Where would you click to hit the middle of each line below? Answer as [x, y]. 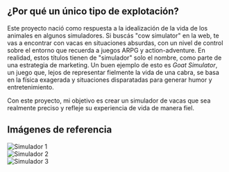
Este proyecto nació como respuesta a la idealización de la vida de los [108, 28]
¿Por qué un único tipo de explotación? [93, 11]
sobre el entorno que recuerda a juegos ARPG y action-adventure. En [107, 50]
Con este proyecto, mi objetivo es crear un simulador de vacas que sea [109, 101]
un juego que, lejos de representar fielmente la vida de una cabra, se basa [113, 72]
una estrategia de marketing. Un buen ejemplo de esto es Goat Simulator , [112, 64]
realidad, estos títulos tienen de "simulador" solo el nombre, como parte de [114, 58]
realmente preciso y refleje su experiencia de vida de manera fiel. [101, 108]
